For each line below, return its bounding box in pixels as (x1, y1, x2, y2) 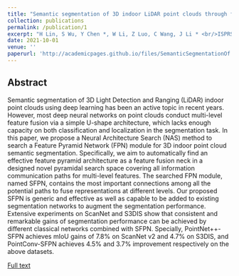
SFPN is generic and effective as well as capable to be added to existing (7, 194, 219, 203)
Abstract (7, 76, 48, 89)
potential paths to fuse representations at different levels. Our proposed (7, 186, 218, 195)
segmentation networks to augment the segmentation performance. (7, 201, 206, 210)
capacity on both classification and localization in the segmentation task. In (7, 126, 228, 134)
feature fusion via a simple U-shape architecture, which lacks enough (7, 118, 211, 127)
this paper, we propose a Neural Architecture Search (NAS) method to (7, 133, 212, 142)
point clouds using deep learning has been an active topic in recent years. (7, 103, 224, 111)
